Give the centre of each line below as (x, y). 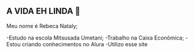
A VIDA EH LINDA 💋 (43, 11)
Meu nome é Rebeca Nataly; (42, 26)
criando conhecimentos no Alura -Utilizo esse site (85, 44)
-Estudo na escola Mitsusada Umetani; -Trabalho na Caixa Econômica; (95, 38)
